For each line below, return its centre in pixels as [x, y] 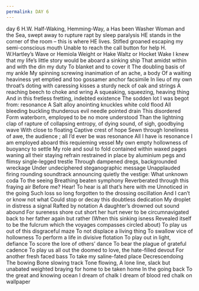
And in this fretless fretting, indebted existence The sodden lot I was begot [97, 98]
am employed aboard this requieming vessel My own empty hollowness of [97, 142]
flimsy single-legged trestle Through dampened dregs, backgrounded [91, 161]
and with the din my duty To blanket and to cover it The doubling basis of [96, 67]
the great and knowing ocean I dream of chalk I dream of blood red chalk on [99, 275]
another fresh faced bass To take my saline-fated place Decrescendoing [95, 256]
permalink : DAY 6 [28, 12]
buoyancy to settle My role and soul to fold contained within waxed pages [97, 149]
